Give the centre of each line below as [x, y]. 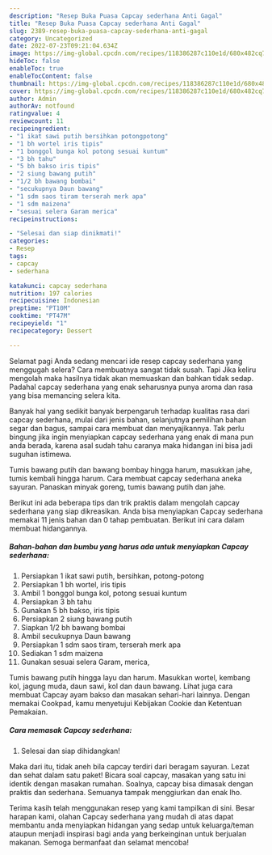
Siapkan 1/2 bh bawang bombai [73, 627]
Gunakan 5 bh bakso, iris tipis [70, 610]
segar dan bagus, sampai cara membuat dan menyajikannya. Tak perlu [127, 428]
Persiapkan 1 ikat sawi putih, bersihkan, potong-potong [112, 576]
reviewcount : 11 [36, 121]
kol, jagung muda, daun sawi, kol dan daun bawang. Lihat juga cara [121, 686]
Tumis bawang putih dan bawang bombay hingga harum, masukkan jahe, [131, 469]
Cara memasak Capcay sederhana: [71, 730]
